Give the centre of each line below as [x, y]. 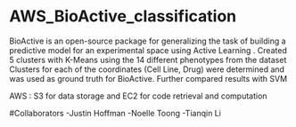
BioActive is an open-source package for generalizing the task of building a [148, 41]
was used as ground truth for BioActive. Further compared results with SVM [148, 78]
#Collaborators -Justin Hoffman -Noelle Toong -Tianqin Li [115, 113]
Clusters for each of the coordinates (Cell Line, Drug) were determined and [147, 69]
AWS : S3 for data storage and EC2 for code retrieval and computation [138, 96]
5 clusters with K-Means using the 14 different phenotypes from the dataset [148, 60]
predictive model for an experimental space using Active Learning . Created [148, 50]
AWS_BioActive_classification [123, 16]
